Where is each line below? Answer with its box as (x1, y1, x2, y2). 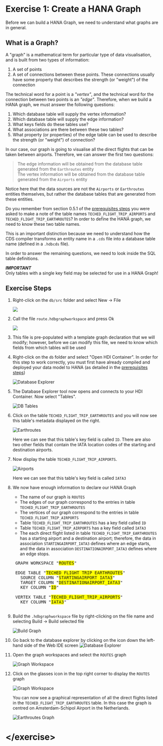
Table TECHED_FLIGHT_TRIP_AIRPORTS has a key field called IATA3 (19, 525, 146, 531)
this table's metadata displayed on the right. (12, 418, 101, 423)
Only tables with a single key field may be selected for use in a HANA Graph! (5, 270, 159, 276)
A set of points (12, 66, 42, 72)
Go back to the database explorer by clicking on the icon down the (12, 637, 146, 643)
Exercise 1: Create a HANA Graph (5, 3, 141, 15)
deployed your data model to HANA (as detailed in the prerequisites (12, 364, 148, 370)
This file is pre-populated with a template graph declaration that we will (12, 334, 155, 340)
